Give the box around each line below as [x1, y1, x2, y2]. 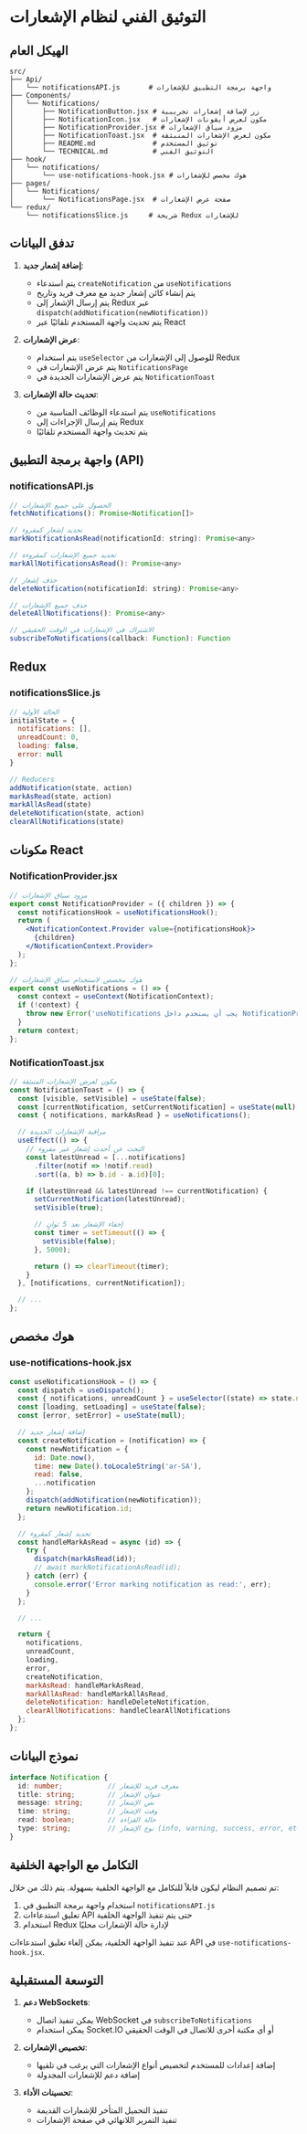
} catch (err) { [26, 1571, 89, 1581]
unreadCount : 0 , [17, 733, 79, 742]
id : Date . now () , [33, 1453, 96, 1463]
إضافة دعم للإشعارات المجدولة [36, 2069, 140, 2080]
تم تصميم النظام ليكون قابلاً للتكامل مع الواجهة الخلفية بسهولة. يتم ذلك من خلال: [9, 1882, 280, 1893]
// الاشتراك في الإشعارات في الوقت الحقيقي [9, 626, 153, 635]
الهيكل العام [9, 43, 69, 58]
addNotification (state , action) [9, 783, 132, 792]
